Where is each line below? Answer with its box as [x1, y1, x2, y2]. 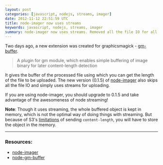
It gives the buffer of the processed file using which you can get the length [5, 72, 154, 78]
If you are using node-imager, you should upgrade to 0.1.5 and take [5, 92, 139, 98]
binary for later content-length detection [16, 63, 98, 68]
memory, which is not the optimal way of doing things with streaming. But [5, 112, 152, 117]
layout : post [5, 7, 32, 12]
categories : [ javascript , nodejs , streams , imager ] [5, 12, 112, 16]
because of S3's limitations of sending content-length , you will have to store [5, 117, 159, 122]
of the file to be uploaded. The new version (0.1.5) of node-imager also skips [5, 77, 158, 83]
